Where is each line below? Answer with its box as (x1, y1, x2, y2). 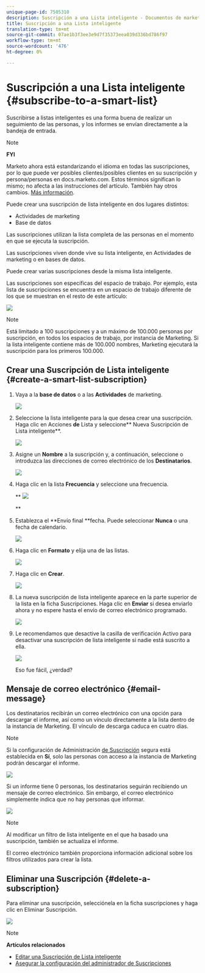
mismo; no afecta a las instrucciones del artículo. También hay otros (6, 182, 178, 189)
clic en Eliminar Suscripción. (6, 906, 77, 914)
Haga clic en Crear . (15, 570, 65, 577)
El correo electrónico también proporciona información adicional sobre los (6, 849, 193, 857)
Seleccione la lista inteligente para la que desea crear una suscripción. (15, 414, 193, 422)
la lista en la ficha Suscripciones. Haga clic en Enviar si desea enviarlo (15, 600, 193, 607)
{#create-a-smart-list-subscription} (6, 374, 148, 385)
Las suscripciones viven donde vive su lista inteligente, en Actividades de (6, 249, 192, 256)
